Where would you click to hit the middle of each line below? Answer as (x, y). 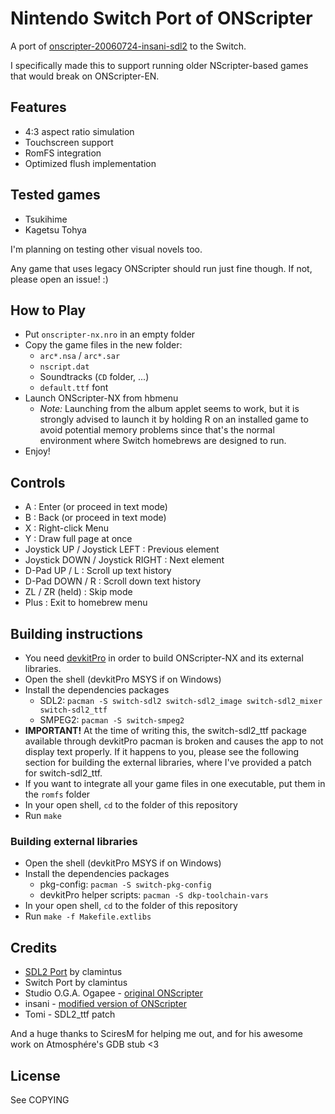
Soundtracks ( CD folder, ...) (94, 377)
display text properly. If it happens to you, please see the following (162, 751)
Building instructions (76, 633)
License (35, 1075)
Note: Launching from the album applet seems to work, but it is (169, 409)
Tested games (55, 195)
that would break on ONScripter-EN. (85, 76)
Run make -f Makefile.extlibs (88, 916)
